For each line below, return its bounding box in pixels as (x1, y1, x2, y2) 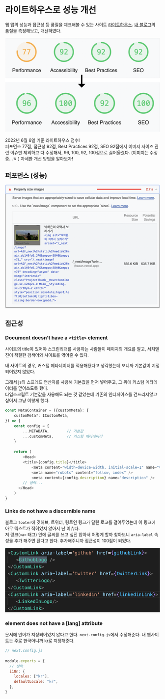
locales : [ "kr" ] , (14, 674, 50, 679)
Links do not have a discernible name (5, 508, 96, 514)
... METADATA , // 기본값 (23, 429, 83, 433)
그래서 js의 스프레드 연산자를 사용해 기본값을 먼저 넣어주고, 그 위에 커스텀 (5, 379, 145, 385)
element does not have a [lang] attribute (5, 619, 103, 626)
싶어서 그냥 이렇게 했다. (5, 398, 50, 403)
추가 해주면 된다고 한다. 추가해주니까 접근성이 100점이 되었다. (14, 538, 132, 544)
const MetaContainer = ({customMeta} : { (5, 408, 89, 413)
